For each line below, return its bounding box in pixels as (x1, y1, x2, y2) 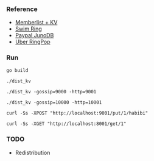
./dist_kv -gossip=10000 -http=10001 (6, 99, 102, 106)
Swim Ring (15, 25, 43, 32)
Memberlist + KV (15, 19, 58, 26)
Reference (6, 5, 38, 13)
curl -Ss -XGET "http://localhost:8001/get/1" (6, 121, 127, 127)
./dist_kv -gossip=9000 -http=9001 (6, 89, 97, 95)
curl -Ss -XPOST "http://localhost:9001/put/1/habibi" (6, 110, 149, 116)
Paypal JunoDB (15, 32, 54, 39)
